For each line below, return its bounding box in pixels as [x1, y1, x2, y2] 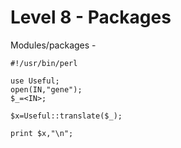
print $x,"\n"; [10, 128, 74, 138]
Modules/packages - [10, 39, 97, 51]
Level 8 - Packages [10, 6, 172, 29]
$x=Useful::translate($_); [10, 111, 123, 121]
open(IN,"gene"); [10, 84, 83, 95]
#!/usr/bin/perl [10, 58, 78, 68]
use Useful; [10, 76, 60, 86]
